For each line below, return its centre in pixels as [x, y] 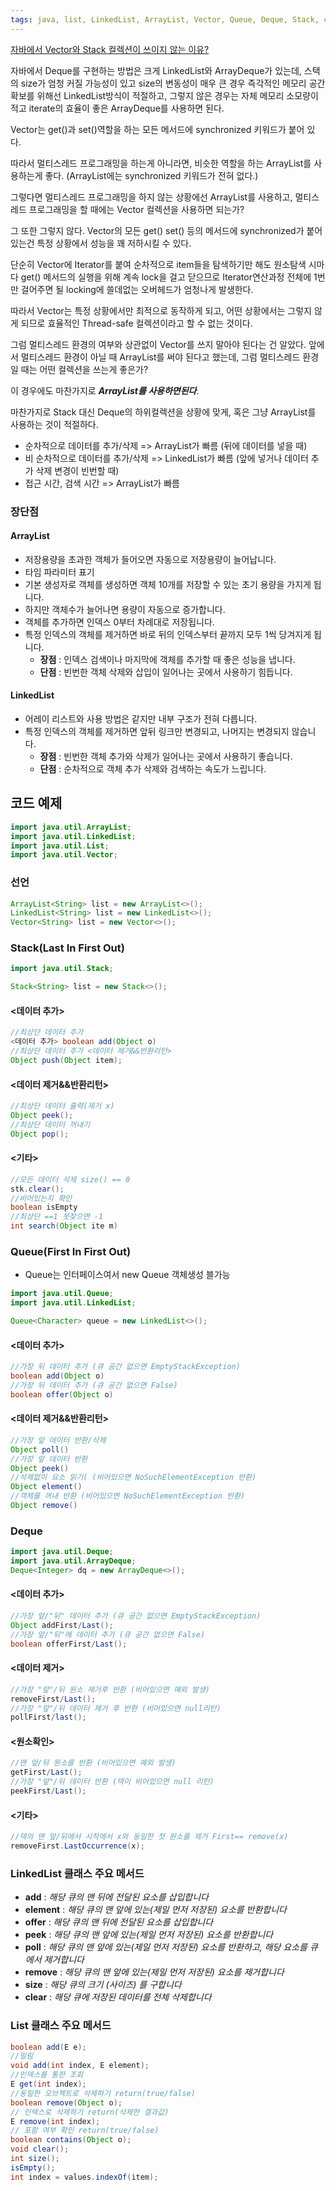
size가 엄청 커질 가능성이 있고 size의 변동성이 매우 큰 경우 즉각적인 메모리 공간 [173, 83]
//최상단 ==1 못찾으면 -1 [57, 1217]
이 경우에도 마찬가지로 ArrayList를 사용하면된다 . [105, 390]
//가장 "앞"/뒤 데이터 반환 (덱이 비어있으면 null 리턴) [112, 1782]
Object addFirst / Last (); [62, 1625]
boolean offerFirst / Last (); [69, 1644]
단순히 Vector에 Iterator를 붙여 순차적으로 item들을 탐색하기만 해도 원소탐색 [158, 264]
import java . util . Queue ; [62, 1294]
